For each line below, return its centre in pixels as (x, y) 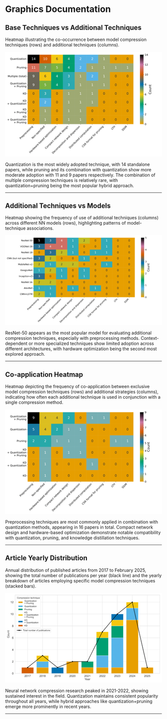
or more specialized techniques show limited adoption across (91, 344)
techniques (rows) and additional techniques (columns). (62, 45)
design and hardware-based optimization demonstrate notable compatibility (83, 532)
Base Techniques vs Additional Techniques (73, 28)
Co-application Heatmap (44, 374)
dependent (16, 344)
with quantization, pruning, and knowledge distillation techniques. (72, 538)
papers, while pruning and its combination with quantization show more (78, 169)
